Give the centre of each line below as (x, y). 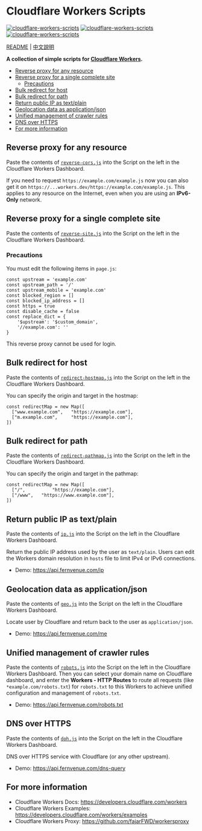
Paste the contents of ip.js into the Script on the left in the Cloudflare (93, 534)
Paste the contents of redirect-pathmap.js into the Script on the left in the (98, 456)
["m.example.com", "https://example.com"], (73, 417)
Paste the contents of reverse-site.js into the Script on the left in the (93, 233)
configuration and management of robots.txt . (64, 693)
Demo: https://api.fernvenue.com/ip (59, 570)
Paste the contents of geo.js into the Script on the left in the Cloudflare (94, 604)
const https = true (31, 306)
